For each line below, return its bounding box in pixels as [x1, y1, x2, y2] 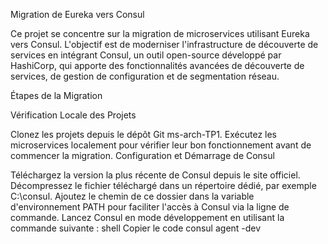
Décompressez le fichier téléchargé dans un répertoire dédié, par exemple [10, 180, 317, 191]
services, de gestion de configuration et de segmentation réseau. [10, 70, 280, 82]
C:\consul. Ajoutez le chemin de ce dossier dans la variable [10, 190, 255, 202]
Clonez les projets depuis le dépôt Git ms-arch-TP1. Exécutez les [10, 129, 277, 140]
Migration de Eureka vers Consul [10, 9, 145, 20]
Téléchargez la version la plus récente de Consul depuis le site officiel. [10, 169, 301, 181]
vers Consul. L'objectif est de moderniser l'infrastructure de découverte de [10, 39, 319, 50]
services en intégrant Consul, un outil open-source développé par [10, 49, 282, 61]
